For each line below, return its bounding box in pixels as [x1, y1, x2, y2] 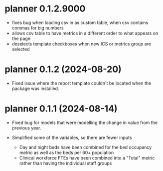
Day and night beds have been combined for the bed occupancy [19, 144, 152, 150]
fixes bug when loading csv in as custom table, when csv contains [11, 19, 149, 25]
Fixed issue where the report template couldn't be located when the [11, 80, 152, 86]
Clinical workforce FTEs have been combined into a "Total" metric [19, 154, 155, 160]
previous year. [11, 124, 41, 130]
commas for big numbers [11, 24, 64, 30]
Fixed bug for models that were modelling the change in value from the [11, 119, 158, 125]
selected [11, 46, 30, 52]
